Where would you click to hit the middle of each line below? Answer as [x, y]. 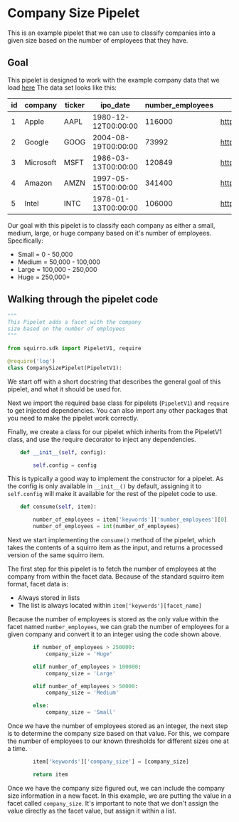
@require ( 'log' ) [31, 361]
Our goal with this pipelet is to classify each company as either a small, [111, 225]
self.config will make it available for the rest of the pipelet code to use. [112, 494]
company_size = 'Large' [80, 673]
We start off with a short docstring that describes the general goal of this [114, 381]
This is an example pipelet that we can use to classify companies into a [111, 33]
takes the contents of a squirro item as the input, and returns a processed [115, 548]
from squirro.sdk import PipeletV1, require [74, 349]
